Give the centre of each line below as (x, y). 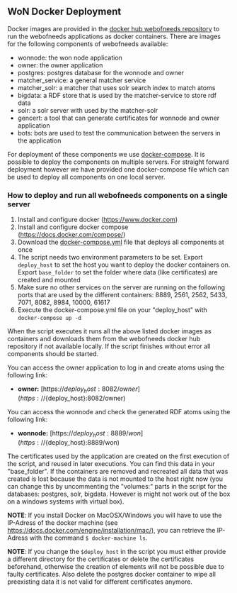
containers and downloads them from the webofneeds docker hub (104, 339)
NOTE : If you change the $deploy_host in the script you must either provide (117, 551)
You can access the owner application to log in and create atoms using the (116, 367)
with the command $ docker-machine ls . (88, 538)
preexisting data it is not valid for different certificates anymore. (100, 582)
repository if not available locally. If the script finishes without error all (109, 346)
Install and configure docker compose (73, 227)
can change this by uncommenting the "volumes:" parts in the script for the (117, 486)
